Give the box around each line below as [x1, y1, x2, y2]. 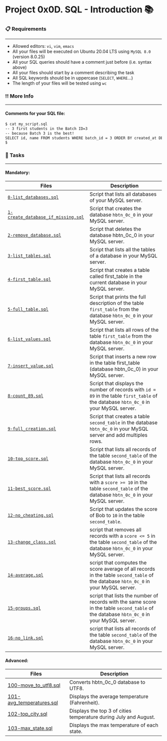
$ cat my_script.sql [5, 122, 48, 126]
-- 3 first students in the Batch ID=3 [5, 126, 88, 131]
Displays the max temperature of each [69, 722, 159, 729]
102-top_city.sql [7, 711, 48, 718]
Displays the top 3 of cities [69, 708, 132, 715]
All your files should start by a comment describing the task [12, 70, 135, 76]
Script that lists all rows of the [89, 326, 159, 333]
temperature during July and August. [69, 714, 156, 721]
